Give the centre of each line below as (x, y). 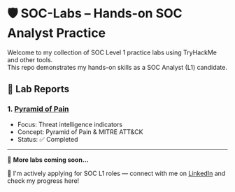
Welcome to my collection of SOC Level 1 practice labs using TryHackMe (112, 52)
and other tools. (30, 59)
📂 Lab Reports (38, 89)
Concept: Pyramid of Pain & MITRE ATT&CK (80, 132)
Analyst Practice (57, 33)
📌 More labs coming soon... (48, 160)
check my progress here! (43, 180)
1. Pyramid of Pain (38, 109)
